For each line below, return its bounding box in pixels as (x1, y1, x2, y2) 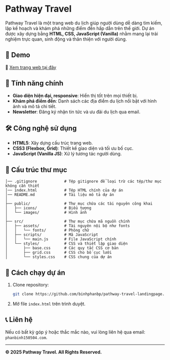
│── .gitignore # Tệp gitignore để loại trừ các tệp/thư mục (5, 179, 162, 184)
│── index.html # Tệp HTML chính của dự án (5, 188, 123, 193)
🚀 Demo (5, 51, 30, 59)
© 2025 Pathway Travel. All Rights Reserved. (5, 349, 102, 355)
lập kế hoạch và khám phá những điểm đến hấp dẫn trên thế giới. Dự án (5, 25, 154, 31)
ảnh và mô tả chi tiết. (12, 103, 57, 109)
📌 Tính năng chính (5, 79, 64, 88)
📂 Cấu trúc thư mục (5, 166, 67, 174)
